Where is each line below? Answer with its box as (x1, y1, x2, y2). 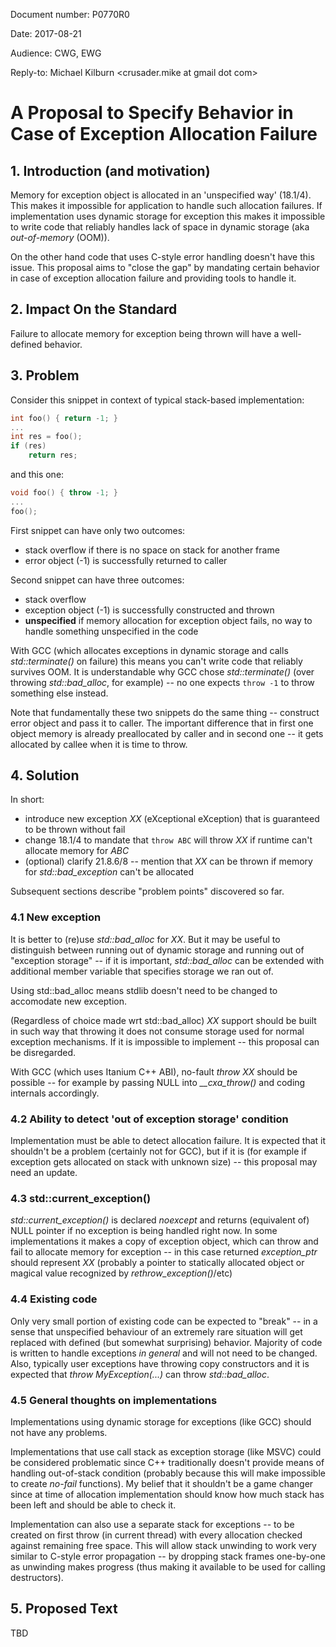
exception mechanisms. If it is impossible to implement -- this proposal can (10, 1035, 320, 1048)
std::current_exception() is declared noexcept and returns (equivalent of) (10, 1214, 310, 1226)
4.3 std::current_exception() (10, 1191, 152, 1205)
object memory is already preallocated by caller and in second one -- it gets (10, 727, 324, 739)
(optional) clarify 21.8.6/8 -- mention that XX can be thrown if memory (24, 855, 313, 868)
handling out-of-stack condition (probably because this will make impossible (10, 1467, 326, 1479)
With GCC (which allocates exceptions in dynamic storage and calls (10, 644, 289, 656)
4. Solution (10, 767, 80, 784)
